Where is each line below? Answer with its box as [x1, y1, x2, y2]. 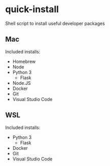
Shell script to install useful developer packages [5, 20, 105, 26]
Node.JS [12, 80, 31, 86]
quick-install [5, 4, 59, 15]
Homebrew [12, 58, 36, 64]
